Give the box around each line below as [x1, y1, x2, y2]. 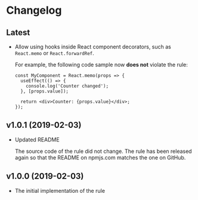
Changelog [6, 4, 62, 17]
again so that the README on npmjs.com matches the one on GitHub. [14, 153, 186, 161]
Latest [6, 27, 30, 38]
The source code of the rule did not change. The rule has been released [14, 147, 192, 155]
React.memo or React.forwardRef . [14, 50, 94, 57]
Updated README [14, 136, 60, 143]
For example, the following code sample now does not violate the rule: [14, 61, 188, 68]
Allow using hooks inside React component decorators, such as [14, 43, 172, 50]
